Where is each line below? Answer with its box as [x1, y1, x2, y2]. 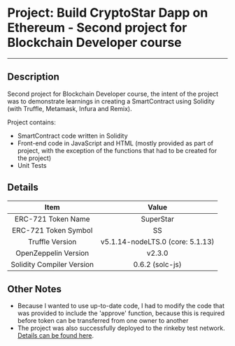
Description [7, 71, 59, 83]
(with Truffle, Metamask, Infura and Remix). [7, 104, 132, 113]
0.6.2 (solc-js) [133, 259, 182, 269]
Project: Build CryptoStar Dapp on [7, 5, 208, 21]
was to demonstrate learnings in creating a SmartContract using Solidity [7, 96, 215, 106]
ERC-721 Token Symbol [11, 225, 93, 235]
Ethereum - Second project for [7, 20, 187, 36]
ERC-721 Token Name [14, 214, 90, 224]
